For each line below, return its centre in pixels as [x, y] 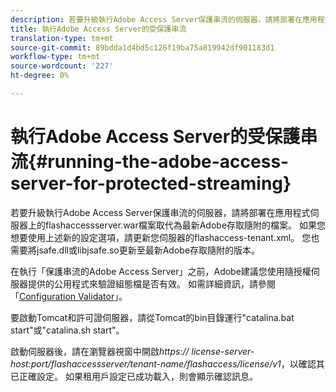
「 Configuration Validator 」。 [69, 296]
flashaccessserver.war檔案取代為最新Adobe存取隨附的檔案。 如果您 [185, 225]
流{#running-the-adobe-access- [150, 162]
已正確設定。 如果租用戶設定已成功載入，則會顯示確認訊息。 [134, 376]
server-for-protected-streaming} [151, 183]
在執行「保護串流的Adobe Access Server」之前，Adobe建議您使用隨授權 [161, 271]
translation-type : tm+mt [62, 38]
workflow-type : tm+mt [55, 57]
